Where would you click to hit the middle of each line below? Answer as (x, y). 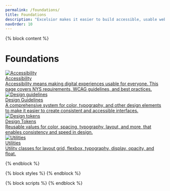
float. (11, 154)
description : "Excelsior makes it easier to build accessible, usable (81, 19)
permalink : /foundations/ (32, 10)
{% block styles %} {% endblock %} (43, 173)
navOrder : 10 (19, 24)
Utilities (13, 143)
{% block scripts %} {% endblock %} (44, 183)
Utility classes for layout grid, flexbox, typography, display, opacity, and (80, 148)
